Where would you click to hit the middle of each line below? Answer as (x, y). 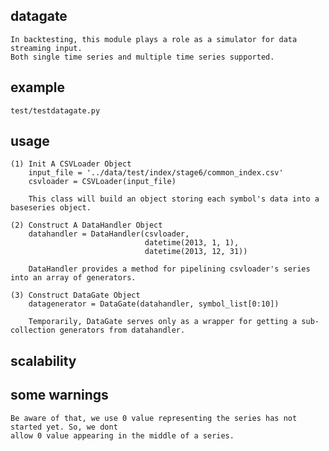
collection (33, 330)
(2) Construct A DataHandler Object (86, 225)
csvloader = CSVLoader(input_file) (102, 182)
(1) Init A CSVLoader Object (71, 164)
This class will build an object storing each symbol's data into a (174, 199)
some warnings (59, 395)
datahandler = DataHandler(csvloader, (109, 234)
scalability (43, 360)
